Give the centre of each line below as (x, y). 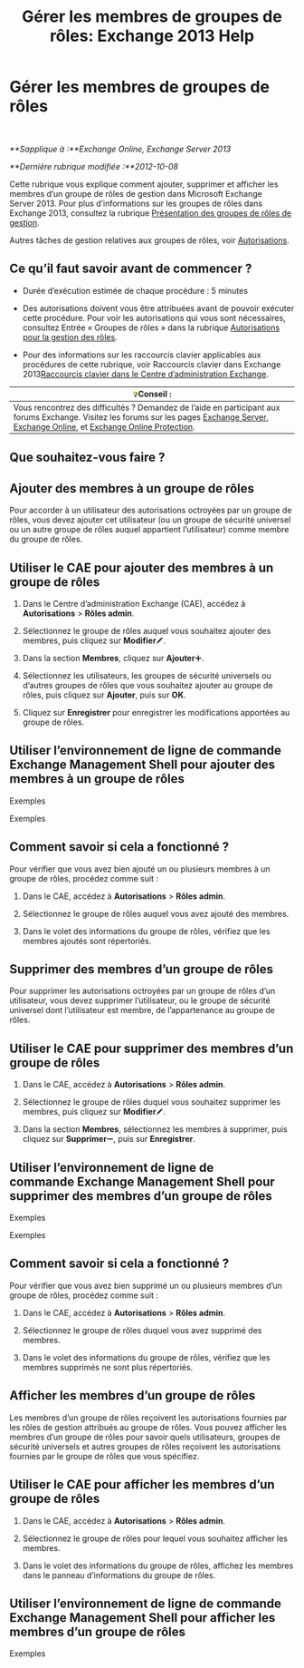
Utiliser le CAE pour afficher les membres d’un (142, 1485)
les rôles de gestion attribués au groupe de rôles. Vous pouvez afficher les (148, 1427)
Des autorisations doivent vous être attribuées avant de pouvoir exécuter (158, 308)
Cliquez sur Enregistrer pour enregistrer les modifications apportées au (156, 713)
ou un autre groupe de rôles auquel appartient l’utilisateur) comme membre (149, 530)
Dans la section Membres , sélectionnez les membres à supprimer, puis (155, 1129)
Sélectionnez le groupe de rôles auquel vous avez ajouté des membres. (156, 913)
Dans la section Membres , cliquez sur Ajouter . (113, 658)
